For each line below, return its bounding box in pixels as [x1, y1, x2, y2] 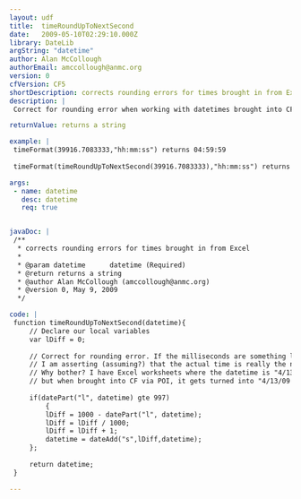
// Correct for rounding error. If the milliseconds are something [29, 351, 287, 361]
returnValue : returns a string [9, 121, 126, 130]
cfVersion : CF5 [9, 80, 66, 89]
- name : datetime [13, 186, 78, 195]
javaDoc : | [9, 228, 50, 237]
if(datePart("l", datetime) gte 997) [29, 393, 170, 402]
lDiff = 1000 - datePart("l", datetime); [45, 409, 202, 419]
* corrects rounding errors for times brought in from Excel [17, 244, 251, 253]
